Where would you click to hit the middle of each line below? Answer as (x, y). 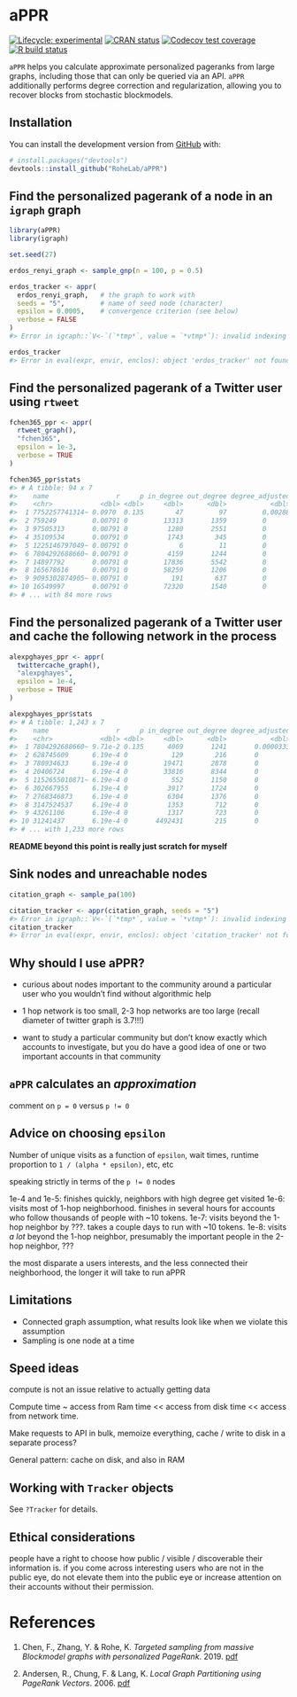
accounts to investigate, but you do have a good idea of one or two (144, 1047)
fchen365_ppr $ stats (45, 480)
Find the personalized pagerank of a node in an (141, 196)
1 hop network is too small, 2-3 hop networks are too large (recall (141, 1011)
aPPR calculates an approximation (103, 1084)
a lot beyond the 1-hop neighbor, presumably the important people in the (141, 1236)
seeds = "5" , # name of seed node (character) (120, 303)
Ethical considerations (72, 1537)
